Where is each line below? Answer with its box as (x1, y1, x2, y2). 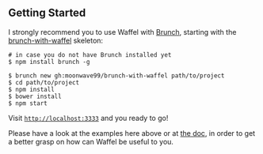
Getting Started (8, 6, 86, 20)
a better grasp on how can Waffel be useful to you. (8, 137, 174, 146)
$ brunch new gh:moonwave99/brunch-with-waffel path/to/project (8, 71, 225, 80)
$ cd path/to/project (8, 78, 80, 86)
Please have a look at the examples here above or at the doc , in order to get (8, 128, 256, 137)
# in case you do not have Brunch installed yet (8, 51, 172, 58)
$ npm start (8, 99, 48, 107)
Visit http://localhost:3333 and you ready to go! (8, 113, 169, 122)
